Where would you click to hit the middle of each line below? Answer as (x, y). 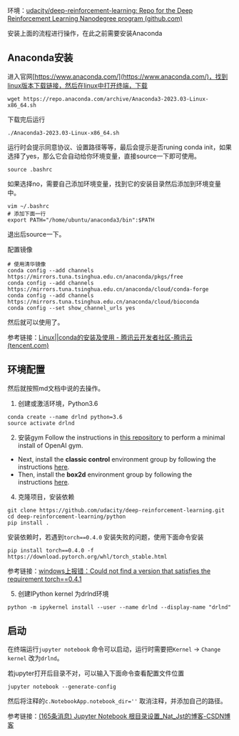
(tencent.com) (28, 345)
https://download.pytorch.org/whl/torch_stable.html (87, 557)
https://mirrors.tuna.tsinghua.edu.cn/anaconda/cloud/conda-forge (108, 289)
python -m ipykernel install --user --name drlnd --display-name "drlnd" (119, 607)
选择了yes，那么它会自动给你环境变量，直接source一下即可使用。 (104, 156)
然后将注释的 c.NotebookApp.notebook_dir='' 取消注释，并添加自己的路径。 (117, 701)
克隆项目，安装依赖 (46, 497)
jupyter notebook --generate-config (62, 687)
